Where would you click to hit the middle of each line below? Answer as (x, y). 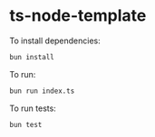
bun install (32, 57)
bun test (26, 124)
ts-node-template (78, 16)
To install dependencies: (55, 41)
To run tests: (33, 108)
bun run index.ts (42, 91)
